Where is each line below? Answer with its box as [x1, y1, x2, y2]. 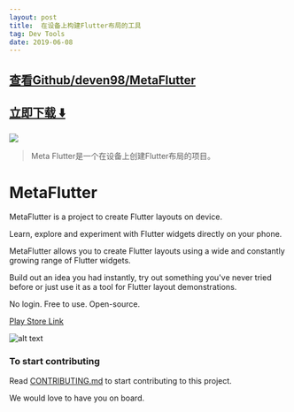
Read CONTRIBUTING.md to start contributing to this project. [9, 375, 232, 385]
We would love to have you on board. [9, 393, 144, 403]
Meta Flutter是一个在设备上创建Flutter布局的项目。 [30, 151, 215, 162]
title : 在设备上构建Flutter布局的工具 [9, 21, 142, 30]
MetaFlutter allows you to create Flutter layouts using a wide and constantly [9, 246, 285, 256]
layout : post [9, 12, 58, 22]
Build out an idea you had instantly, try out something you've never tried [9, 272, 272, 283]
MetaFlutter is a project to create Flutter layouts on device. [9, 211, 223, 222]
